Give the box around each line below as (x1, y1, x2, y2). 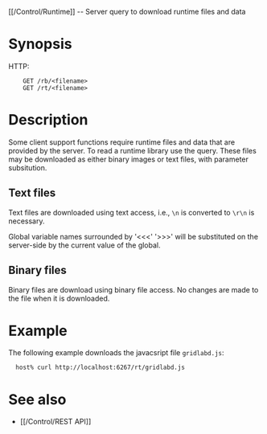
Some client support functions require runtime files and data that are (8, 137, 236, 147)
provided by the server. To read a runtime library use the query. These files (8, 145, 257, 155)
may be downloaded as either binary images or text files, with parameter (8, 154, 249, 164)
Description (8, 111, 88, 129)
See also (8, 390, 67, 408)
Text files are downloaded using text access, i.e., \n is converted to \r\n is (8, 207, 255, 217)
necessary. (8, 216, 46, 226)
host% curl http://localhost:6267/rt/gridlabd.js (15, 363, 185, 372)
